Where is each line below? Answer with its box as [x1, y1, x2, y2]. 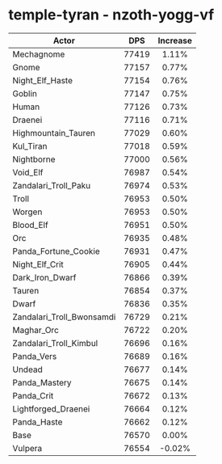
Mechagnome [12, 49, 65, 60]
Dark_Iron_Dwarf [12, 272, 77, 283]
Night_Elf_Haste [12, 74, 73, 86]
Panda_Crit [12, 390, 54, 401]
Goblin [12, 87, 38, 99]
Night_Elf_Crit [12, 259, 65, 270]
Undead [12, 364, 43, 375]
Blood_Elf [12, 219, 48, 230]
